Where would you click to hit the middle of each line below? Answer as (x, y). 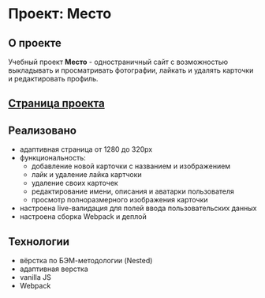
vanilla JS (35, 277)
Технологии (39, 241)
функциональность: (53, 158)
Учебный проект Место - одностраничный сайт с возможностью (118, 62)
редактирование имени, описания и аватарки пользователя (133, 191)
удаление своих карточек (75, 183)
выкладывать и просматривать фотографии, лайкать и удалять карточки (131, 70)
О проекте (35, 43)
